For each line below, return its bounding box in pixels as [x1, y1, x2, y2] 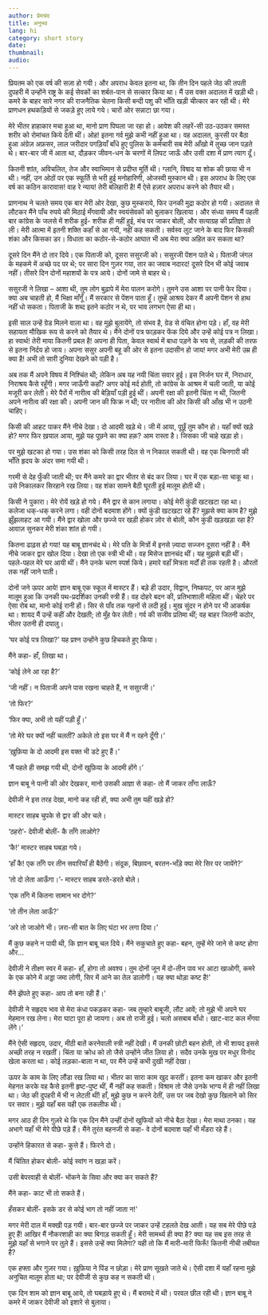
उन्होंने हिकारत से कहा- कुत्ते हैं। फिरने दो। [8, 1140, 116, 1150]
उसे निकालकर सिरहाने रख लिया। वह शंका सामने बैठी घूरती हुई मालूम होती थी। [8, 480, 206, 490]
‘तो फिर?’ [8, 699, 33, 708]
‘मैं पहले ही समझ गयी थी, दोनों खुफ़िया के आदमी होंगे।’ [8, 763, 144, 772]
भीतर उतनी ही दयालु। [8, 619, 64, 628]
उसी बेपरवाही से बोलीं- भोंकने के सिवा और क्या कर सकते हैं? [8, 1172, 158, 1182]
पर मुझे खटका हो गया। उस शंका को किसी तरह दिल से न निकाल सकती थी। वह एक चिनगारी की [8, 447, 249, 456]
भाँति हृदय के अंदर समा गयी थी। [8, 456, 89, 465]
